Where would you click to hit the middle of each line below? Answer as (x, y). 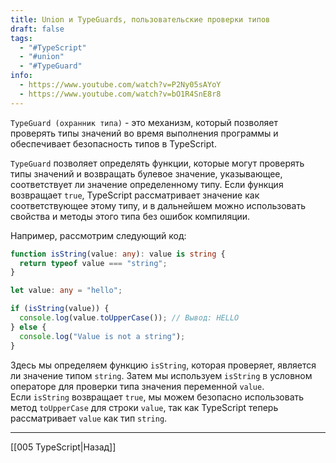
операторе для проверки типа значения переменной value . (137, 386)
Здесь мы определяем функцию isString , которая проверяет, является (163, 365)
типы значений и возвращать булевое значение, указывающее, (146, 173)
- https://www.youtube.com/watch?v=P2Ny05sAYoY (120, 85)
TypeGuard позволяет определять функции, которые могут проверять (157, 163)
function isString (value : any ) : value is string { (118, 254)
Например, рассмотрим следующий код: (98, 235)
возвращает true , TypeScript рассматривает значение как (135, 195)
